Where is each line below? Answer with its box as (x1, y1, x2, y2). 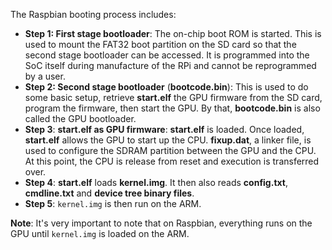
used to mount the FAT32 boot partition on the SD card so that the (24, 39, 297, 50)
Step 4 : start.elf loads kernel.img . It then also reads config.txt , (24, 177, 289, 188)
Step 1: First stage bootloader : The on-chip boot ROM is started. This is (24, 28, 322, 39)
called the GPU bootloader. (24, 113, 137, 124)
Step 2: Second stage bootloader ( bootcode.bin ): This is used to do (24, 81, 309, 93)
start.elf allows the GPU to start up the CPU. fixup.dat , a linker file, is (24, 134, 312, 146)
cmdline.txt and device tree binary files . (24, 187, 195, 199)
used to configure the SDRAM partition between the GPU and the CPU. (24, 145, 317, 156)
